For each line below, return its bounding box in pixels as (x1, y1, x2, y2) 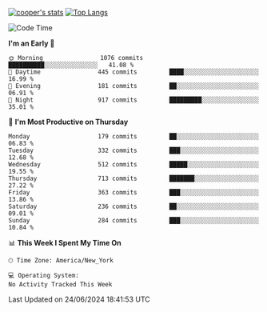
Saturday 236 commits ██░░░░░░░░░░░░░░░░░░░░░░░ (8, 202, 260, 210)
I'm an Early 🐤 (8, 38, 55, 48)
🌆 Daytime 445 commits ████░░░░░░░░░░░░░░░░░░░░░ (8, 68, 260, 76)
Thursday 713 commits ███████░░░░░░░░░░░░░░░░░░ (8, 174, 260, 182)
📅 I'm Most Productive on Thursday (8, 117, 129, 126)
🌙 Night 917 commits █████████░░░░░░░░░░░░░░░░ (8, 96, 260, 104)
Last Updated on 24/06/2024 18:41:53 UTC (8, 294, 150, 304)
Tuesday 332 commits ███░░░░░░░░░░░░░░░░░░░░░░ (8, 146, 260, 154)
